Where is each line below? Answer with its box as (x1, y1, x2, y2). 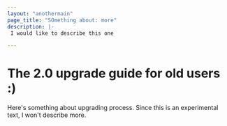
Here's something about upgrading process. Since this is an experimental (7, 104, 219, 112)
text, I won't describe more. (7, 111, 87, 119)
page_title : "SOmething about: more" (7, 17, 117, 24)
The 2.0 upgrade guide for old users (7, 65, 221, 81)
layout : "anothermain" (7, 10, 73, 17)
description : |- (7, 23, 54, 30)
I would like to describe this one (10, 29, 114, 37)
